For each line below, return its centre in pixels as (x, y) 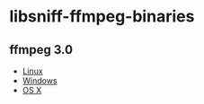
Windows (40, 81)
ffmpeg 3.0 (41, 50)
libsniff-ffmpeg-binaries (102, 17)
